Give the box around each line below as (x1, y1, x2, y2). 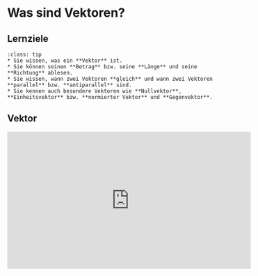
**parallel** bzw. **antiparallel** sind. (7, 82, 132, 89)
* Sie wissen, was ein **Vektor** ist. (7, 57, 123, 64)
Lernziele (7, 33, 49, 45)
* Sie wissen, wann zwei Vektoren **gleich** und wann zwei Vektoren (7, 75, 213, 82)
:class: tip (7, 51, 42, 58)
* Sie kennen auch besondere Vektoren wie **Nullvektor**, (7, 88, 182, 95)
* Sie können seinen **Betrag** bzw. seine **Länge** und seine (7, 63, 197, 70)
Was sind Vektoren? (7, 5, 125, 21)
